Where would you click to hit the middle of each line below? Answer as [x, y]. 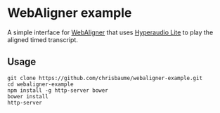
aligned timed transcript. [43, 39]
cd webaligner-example [40, 84]
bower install [28, 96]
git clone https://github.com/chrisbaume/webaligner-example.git [105, 78]
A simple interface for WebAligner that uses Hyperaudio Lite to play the [110, 32]
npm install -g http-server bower [58, 90]
